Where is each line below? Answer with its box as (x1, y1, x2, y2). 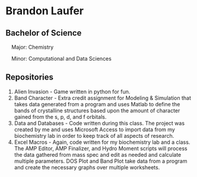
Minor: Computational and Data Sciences (11, 55, 112, 62)
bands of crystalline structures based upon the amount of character (14, 107, 180, 114)
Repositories (5, 72, 54, 83)
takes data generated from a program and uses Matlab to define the (14, 100, 180, 108)
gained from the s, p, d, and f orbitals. (14, 113, 107, 120)
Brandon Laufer (5, 4, 84, 18)
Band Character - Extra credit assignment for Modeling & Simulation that (14, 94, 191, 102)
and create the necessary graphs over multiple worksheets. (14, 163, 160, 170)
